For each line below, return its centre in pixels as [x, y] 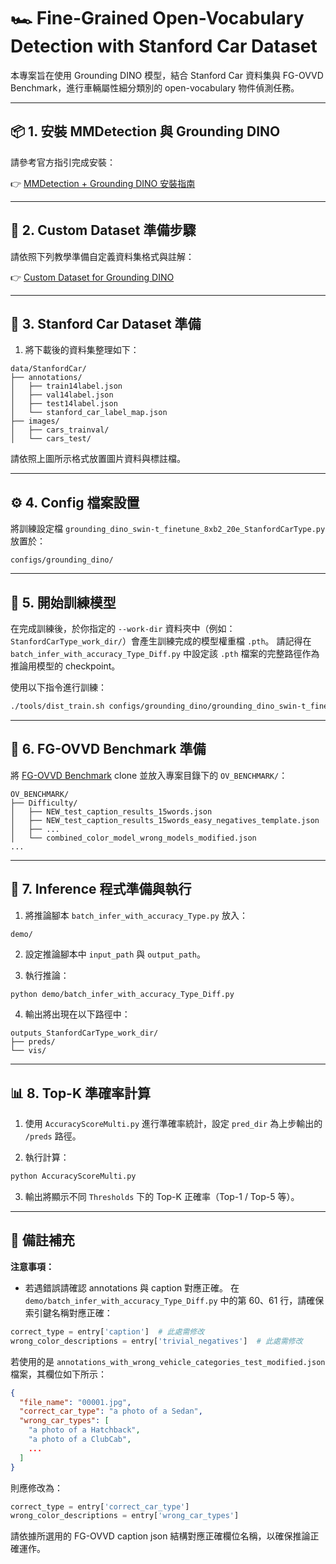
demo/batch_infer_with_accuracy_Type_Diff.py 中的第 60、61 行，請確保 [174, 1300]
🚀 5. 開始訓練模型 [63, 602]
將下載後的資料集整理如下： [82, 350]
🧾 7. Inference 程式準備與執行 [101, 889]
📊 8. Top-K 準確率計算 [81, 1093]
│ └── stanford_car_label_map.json [89, 413]
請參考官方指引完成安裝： [63, 162]
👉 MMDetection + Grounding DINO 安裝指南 [103, 183]
